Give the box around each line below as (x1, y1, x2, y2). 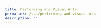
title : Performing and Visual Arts (5, 7, 77, 12)
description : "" (5, 16, 38, 20)
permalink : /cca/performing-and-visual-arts (5, 11, 97, 16)
